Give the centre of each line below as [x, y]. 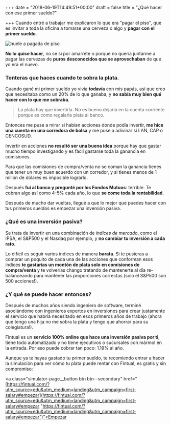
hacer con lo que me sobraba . [38, 100]
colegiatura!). [19, 327]
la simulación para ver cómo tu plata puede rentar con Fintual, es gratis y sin [86, 363]
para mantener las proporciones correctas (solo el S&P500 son [100, 275]
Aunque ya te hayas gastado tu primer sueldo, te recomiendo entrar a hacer [85, 358]
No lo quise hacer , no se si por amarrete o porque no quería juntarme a [80, 54]
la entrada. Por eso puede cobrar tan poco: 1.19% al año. [65, 348]
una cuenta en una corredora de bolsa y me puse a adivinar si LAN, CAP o [84, 131]
